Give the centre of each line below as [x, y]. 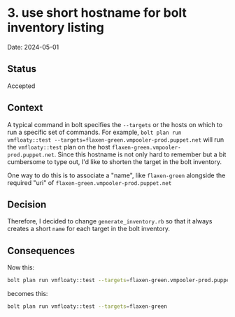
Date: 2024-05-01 [33, 47]
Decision [27, 204]
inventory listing [56, 28]
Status [22, 69]
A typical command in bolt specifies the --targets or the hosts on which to [115, 124]
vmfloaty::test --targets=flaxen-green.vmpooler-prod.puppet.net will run [116, 139]
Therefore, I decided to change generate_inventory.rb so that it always [110, 221]
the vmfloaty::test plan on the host [59, 147]
